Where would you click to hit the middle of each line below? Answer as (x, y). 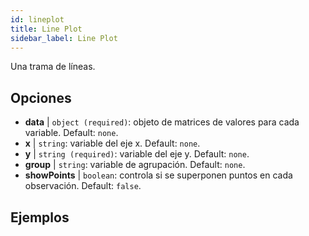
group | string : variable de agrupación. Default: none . (135, 165)
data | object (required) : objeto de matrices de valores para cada (162, 122)
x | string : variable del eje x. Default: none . (112, 143)
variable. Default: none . (71, 133)
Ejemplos (40, 217)
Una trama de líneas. (53, 67)
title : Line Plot (46, 29)
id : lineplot (37, 19)
